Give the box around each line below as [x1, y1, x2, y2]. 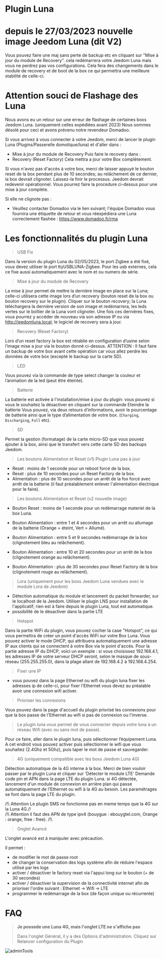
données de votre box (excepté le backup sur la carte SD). [5, 354, 123, 359]
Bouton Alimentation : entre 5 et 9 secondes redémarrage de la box [12, 535, 148, 540]
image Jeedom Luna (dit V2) [5, 36, 122, 47]
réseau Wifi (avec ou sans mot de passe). [17, 727, 101, 732]
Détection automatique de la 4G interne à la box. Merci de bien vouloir [5, 766, 146, 771]
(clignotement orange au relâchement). [12, 554, 91, 560]
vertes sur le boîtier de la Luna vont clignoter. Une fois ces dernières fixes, [5, 309, 155, 314]
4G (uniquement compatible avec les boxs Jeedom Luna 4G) [17, 756, 140, 762]
